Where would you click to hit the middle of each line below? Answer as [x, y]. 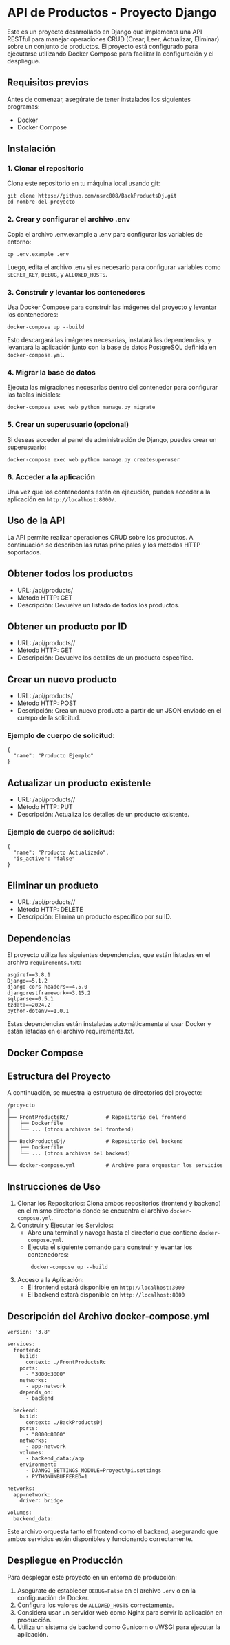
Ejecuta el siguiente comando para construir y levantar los [110, 1247]
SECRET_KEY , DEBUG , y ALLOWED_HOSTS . [57, 274]
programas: [23, 106]
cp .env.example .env [38, 254]
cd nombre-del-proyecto [41, 202]
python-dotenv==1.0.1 [38, 1011]
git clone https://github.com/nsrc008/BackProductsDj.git [92, 196]
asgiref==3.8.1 [29, 975]
